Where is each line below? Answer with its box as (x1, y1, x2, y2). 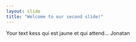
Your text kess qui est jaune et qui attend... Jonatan (6, 29, 130, 36)
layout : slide (6, 8, 41, 14)
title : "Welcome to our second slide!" (6, 14, 104, 20)
